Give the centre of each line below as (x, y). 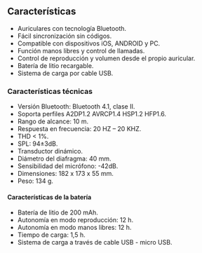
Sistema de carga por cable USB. (65, 73)
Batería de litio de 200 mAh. (58, 212)
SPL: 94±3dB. (38, 144)
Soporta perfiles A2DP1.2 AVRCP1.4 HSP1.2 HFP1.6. (92, 114)
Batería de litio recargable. (55, 65)
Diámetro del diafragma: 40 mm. (64, 159)
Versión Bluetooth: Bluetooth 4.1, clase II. (76, 107)
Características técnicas (50, 91)
